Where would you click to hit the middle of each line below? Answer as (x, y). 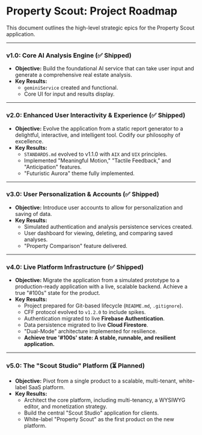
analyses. (36, 239)
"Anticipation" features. (53, 167)
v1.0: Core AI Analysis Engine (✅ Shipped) (69, 55)
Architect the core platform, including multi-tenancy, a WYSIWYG (105, 400)
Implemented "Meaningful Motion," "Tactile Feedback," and (97, 160)
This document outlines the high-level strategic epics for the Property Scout (100, 28)
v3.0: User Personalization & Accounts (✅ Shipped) (83, 194)
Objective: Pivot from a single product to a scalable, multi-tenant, (96, 381)
